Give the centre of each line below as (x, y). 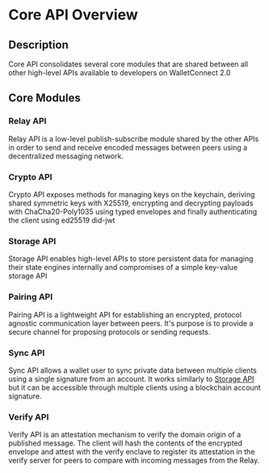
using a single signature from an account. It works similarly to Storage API (131, 378)
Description (38, 45)
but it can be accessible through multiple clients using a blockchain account (134, 387)
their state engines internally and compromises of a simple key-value (123, 268)
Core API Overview (74, 15)
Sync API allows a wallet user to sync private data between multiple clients (132, 370)
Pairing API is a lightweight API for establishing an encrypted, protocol (125, 315)
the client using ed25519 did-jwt (62, 220)
